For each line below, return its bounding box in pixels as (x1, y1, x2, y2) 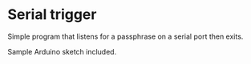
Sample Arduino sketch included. (7, 47, 117, 56)
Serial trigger (7, 6, 97, 24)
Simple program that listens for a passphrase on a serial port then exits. (7, 32, 244, 41)
